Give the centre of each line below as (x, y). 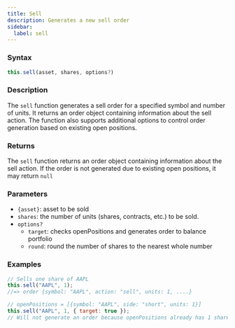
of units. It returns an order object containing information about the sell (109, 113)
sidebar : (20, 27)
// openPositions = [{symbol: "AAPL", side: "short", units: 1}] (104, 305)
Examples (24, 264)
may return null (30, 176)
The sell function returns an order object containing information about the (115, 161)
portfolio (40, 239)
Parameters (27, 194)
